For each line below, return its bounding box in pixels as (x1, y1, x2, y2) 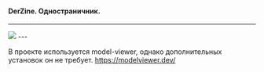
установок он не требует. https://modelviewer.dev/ (8, 56, 176, 65)
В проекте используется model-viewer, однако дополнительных (8, 47, 222, 56)
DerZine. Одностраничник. (8, 6, 101, 16)
